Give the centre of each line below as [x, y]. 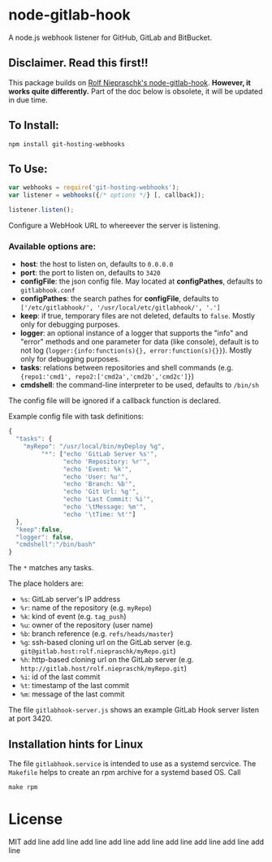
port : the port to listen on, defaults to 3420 [90, 273]
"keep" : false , [39, 530]
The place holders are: [46, 583]
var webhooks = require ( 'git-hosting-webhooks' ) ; [94, 188]
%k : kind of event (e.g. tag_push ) [73, 617]
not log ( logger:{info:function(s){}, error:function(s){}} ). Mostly [136, 350]
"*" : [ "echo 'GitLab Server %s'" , [99, 454]
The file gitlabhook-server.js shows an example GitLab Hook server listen [134, 710]
